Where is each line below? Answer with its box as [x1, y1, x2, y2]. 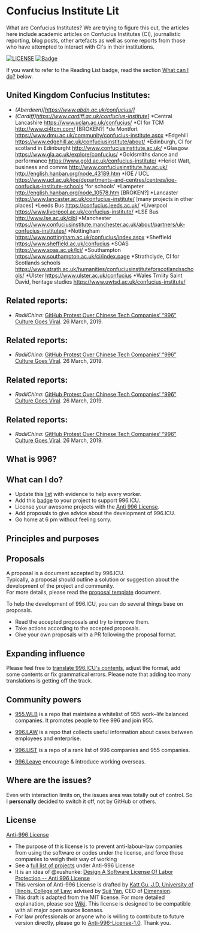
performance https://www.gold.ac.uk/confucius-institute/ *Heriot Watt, [14, 157, 191, 164]
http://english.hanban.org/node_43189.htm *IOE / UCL [14, 170, 150, 177]
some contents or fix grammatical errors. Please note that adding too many [6, 671, 192, 678]
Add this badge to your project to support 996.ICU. [14, 497, 141, 504]
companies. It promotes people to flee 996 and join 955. [14, 717, 154, 724]
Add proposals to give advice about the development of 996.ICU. [14, 510, 175, 517]
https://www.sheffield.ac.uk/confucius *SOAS [14, 240, 129, 247]
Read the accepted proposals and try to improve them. [14, 618, 150, 626]
